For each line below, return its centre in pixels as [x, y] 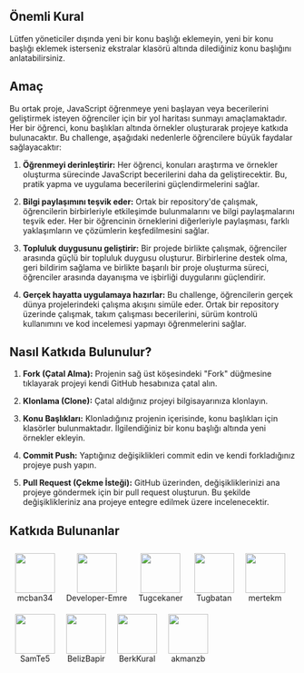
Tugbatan [214, 598]
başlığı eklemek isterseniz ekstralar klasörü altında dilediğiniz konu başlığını [151, 48]
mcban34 [35, 598]
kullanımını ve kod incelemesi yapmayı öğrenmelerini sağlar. [134, 323]
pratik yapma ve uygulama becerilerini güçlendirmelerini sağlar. [141, 183]
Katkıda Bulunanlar [64, 531]
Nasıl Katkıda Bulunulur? [81, 352]
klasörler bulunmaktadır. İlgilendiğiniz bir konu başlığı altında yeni [144, 429]
